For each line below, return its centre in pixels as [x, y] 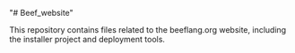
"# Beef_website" [41, 13]
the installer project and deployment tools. [87, 39]
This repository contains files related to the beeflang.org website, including [148, 30]
